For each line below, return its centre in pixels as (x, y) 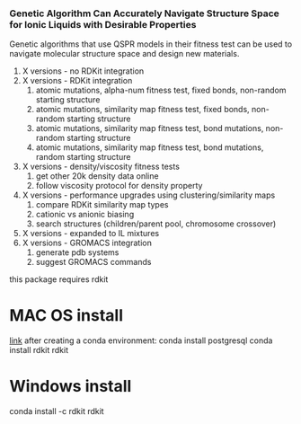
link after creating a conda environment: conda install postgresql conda (141, 340)
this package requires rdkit (59, 279)
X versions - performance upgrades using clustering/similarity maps (149, 195)
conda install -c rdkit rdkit (57, 411)
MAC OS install (66, 316)
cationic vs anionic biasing (85, 215)
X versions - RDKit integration (77, 81)
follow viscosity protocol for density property (119, 186)
